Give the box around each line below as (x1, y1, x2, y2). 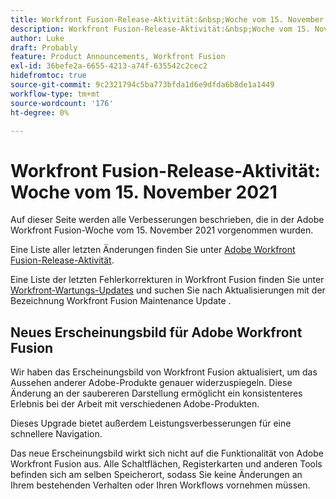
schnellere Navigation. (10, 428, 103, 440)
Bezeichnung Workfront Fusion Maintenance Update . (10, 295, 232, 307)
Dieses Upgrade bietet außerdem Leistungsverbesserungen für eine (10, 417, 292, 430)
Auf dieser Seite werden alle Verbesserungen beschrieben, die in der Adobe (10, 214, 325, 226)
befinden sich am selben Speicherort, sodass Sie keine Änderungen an (10, 469, 303, 481)
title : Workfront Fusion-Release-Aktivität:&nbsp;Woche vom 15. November (10, 14, 325, 25)
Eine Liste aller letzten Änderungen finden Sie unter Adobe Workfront (10, 244, 296, 256)
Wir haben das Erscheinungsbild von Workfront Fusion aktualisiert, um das (10, 366, 318, 378)
